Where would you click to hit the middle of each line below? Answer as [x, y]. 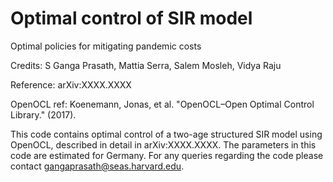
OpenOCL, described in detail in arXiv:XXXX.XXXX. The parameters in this [163, 144]
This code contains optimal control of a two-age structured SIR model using [166, 134]
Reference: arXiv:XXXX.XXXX [71, 84]
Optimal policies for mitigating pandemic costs [106, 46]
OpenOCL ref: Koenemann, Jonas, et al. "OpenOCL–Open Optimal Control [162, 104]
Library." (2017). [43, 114]
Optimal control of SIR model [131, 18]
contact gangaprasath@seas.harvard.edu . [97, 166]
